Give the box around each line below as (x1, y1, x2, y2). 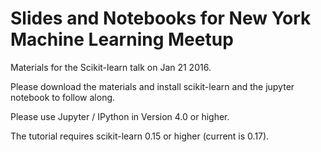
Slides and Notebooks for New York (10, 7, 312, 30)
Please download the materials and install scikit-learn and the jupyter (10, 80, 295, 92)
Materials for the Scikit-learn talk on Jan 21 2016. (10, 61, 212, 73)
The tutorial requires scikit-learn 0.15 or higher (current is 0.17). (10, 130, 270, 142)
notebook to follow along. (10, 91, 116, 103)
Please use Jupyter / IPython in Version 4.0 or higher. (10, 110, 230, 122)
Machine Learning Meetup (10, 28, 234, 51)
